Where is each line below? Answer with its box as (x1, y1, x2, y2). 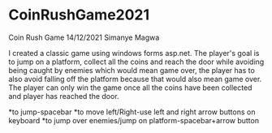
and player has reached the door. (8, 91, 119, 101)
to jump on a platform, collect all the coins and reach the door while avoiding (8, 57, 265, 66)
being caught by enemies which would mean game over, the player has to (8, 65, 256, 75)
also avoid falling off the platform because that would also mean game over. (8, 74, 262, 84)
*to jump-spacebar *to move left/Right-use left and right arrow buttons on (8, 107, 256, 117)
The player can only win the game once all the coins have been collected (8, 83, 253, 92)
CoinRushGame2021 (8, 6, 150, 24)
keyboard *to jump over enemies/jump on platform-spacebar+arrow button (8, 115, 260, 125)
